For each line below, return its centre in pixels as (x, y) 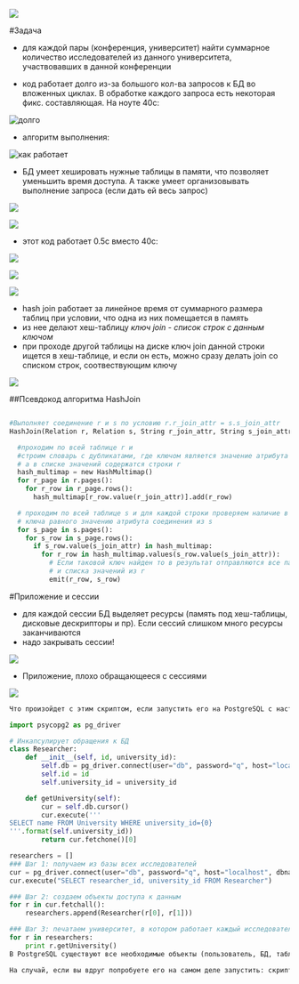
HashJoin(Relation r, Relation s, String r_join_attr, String (127, 432)
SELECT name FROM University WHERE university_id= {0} (111, 823)
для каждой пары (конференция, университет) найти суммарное (145, 48)
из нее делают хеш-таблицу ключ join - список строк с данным (143, 327)
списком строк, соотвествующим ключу (100, 365)
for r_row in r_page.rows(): (79, 489)
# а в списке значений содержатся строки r (99, 464)
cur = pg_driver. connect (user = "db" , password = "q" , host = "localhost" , (141, 872)
